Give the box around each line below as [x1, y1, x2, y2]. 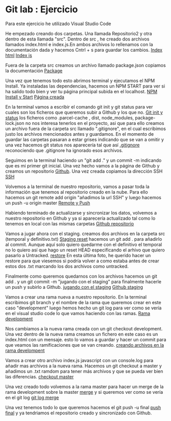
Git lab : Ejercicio [5, 4, 78, 15]
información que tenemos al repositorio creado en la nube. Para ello [5, 188, 148, 195]
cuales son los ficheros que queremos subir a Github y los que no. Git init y [5, 109, 163, 115]
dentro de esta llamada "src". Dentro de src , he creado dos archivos [5, 36, 150, 42]
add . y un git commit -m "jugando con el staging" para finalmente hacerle [5, 278, 162, 285]
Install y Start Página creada [5, 94, 65, 100]
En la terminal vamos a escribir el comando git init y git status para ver [5, 103, 153, 110]
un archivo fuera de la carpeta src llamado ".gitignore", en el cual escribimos [5, 125, 166, 132]
